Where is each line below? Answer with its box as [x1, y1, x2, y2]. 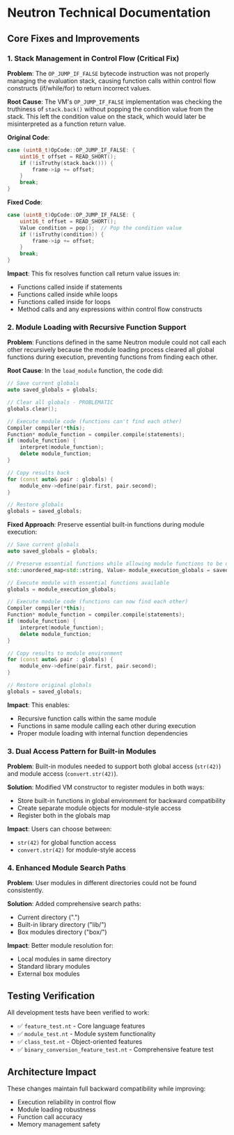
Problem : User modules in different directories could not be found [7, 879, 197, 887]
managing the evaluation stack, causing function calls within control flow [7, 77, 216, 85]
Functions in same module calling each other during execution [17, 722, 196, 730]
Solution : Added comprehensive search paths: [7, 900, 141, 908]
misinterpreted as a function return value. [7, 120, 127, 128]
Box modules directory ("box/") [17, 928, 107, 937]
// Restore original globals [7, 682, 92, 689]
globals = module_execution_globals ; [7, 586, 117, 593]
